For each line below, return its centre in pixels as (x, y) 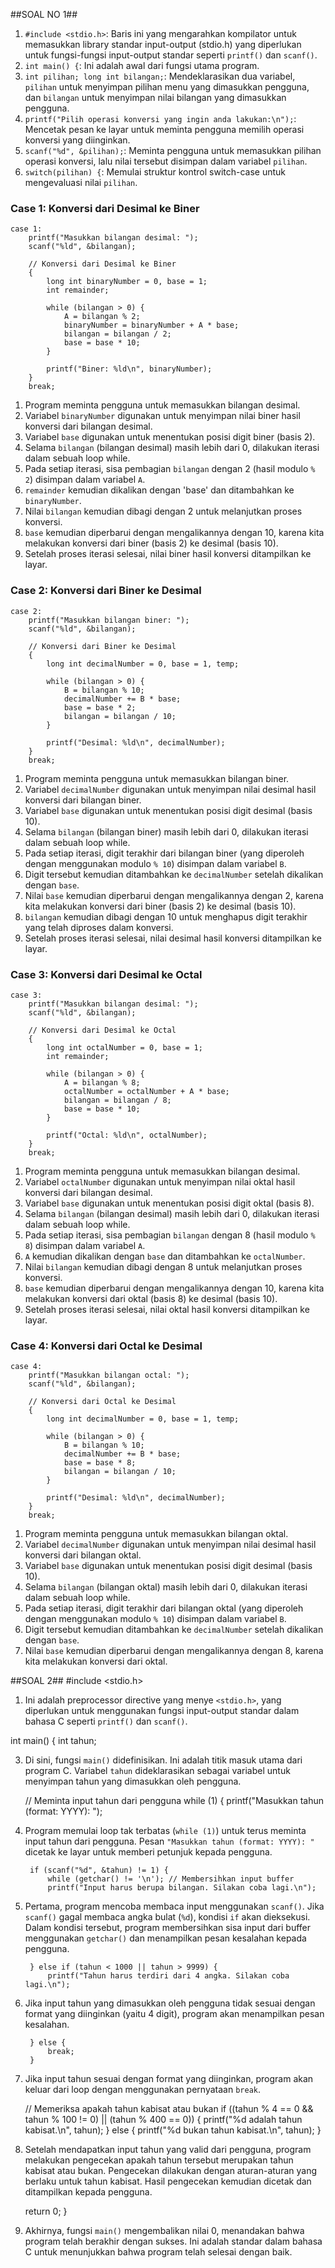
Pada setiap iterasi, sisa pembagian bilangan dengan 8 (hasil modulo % (170, 1235)
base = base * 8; (100, 1463)
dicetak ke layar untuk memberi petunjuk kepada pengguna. (148, 1852)
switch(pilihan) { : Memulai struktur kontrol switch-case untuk (155, 172)
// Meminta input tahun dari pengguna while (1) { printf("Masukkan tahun (174, 1801)
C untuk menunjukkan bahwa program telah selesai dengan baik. (158, 2252)
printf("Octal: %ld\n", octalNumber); (127, 1135)
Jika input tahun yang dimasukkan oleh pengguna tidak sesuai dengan (170, 2003)
